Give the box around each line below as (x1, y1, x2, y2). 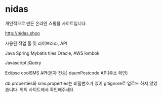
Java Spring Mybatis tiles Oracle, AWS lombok (5, 50, 100, 56)
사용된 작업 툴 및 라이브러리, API (5, 40, 68, 46)
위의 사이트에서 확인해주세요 (19, 86, 74, 92)
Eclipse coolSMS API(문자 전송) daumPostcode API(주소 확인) (5, 70, 128, 76)
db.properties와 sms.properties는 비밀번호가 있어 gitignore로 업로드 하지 (5, 80, 148, 86)
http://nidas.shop (5, 30, 40, 36)
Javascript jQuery (5, 60, 41, 65)
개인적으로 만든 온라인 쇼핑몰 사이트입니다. (5, 20, 87, 26)
